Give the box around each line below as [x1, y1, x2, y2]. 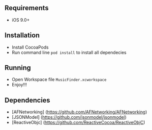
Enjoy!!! [11, 82, 27, 88]
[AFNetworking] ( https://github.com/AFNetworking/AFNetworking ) [11, 109, 147, 115]
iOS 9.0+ [11, 17, 30, 23]
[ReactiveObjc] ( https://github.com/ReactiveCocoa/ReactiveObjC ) [11, 120, 146, 126]
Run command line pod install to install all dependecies [11, 49, 126, 55]
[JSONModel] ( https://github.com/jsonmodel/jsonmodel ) [11, 114, 127, 120]
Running [4, 64, 31, 72]
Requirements [4, 4, 49, 12]
